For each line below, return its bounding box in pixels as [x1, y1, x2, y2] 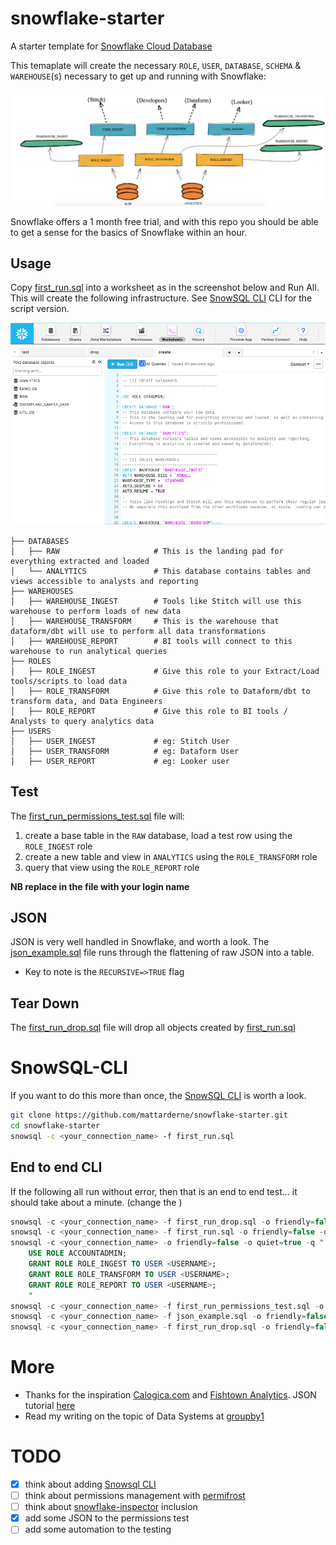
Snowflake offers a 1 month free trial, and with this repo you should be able [10, 215, 319, 227]
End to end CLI [10, 1159, 103, 1176]
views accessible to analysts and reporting [10, 576, 199, 586]
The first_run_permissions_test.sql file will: [10, 810, 185, 822]
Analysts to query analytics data [10, 716, 155, 726]
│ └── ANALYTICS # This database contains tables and [10, 566, 311, 576]
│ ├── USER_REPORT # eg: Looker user [10, 756, 230, 766]
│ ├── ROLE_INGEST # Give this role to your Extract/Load [10, 666, 320, 676]
